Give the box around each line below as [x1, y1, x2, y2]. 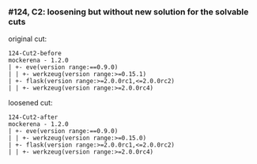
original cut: [8, 34, 47, 44]
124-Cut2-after [8, 113, 59, 121]
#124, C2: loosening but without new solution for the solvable [8, 6, 249, 17]
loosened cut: [8, 98, 53, 108]
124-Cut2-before [8, 50, 62, 58]
